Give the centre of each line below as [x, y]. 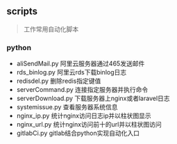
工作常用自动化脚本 [51, 29]
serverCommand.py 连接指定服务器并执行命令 [82, 90]
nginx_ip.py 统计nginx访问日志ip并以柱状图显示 [84, 116]
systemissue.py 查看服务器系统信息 [67, 107]
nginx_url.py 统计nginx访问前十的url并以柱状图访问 [89, 125]
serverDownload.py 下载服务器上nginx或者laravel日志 [93, 98]
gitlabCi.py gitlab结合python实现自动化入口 [78, 133]
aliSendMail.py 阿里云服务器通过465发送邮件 [81, 64]
